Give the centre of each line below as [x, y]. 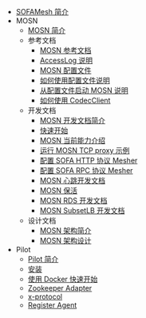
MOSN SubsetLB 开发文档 [82, 210]
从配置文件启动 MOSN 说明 [84, 90]
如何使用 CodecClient [75, 100]
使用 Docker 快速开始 [63, 279]
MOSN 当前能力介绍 [73, 140]
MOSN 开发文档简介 [73, 120]
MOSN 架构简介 [65, 230]
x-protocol [45, 296]
